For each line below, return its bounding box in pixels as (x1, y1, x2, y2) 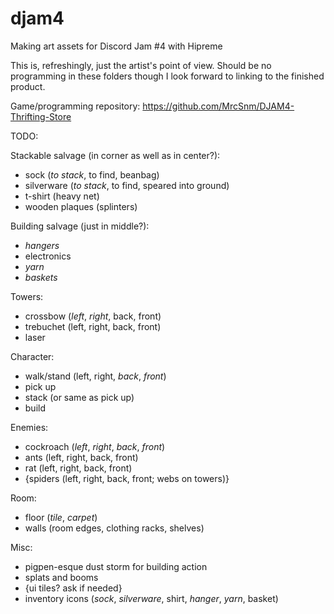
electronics (24, 250, 72, 262)
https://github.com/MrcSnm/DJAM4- (142, 100, 295, 112)
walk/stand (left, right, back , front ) (24, 370, 167, 382)
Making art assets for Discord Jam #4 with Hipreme (10, 40, 223, 52)
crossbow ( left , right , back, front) (24, 310, 162, 322)
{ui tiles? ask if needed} (24, 582, 123, 594)
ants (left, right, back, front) (24, 451, 139, 463)
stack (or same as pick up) (24, 391, 135, 403)
